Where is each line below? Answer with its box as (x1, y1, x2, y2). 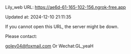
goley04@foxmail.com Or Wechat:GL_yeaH (5, 43, 94, 49)
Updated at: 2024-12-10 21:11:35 (5, 14, 71, 19)
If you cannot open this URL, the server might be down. (5, 23, 119, 29)
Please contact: (5, 33, 37, 39)
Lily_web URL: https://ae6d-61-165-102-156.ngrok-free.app (5, 4, 126, 10)
